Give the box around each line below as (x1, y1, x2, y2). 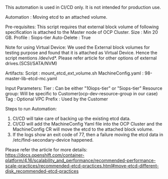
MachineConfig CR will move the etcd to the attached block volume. (12, 126, 154, 132)
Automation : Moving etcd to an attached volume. (5, 14, 108, 20)
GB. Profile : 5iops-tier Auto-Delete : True (5, 35, 91, 40)
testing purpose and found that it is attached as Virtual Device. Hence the (5, 50, 157, 55)
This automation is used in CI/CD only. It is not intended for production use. (5, 5, 161, 10)
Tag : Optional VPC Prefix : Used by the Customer (5, 96, 108, 102)
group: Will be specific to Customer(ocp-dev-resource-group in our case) (5, 91, 158, 96)
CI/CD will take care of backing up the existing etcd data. (12, 115, 131, 122)
